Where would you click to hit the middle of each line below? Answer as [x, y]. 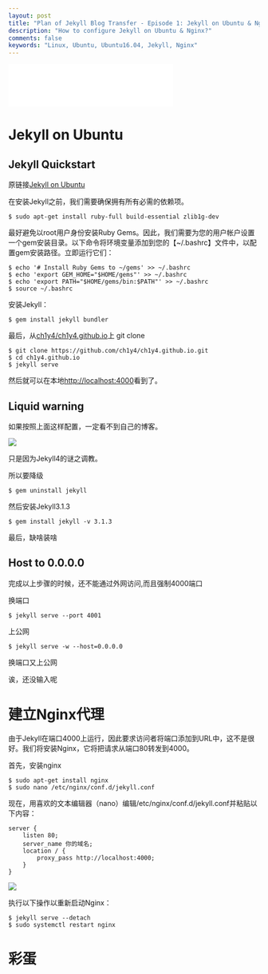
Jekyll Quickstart [52, 164]
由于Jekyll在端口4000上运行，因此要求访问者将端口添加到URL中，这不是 [128, 738]
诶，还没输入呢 [33, 679]
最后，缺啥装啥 [33, 537]
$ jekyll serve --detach [49, 918]
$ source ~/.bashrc [41, 289]
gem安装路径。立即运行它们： [64, 253]
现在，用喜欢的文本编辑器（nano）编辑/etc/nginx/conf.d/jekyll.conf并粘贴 [130, 803]
